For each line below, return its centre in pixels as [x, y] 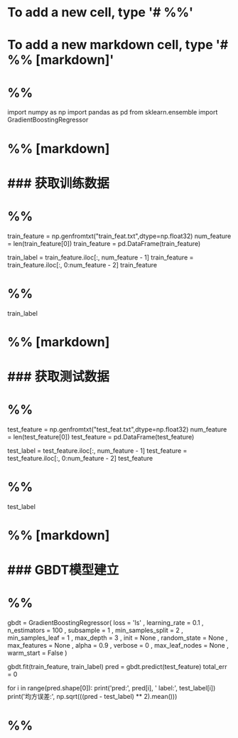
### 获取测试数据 [59, 376]
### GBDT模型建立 [63, 570]
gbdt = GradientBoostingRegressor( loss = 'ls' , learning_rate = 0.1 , [106, 623]
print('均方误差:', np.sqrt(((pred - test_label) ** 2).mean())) [92, 697]
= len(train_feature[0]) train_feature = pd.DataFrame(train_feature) [104, 243]
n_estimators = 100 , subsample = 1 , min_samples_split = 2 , [95, 631]
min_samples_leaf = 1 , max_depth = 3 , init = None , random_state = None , [118, 638]
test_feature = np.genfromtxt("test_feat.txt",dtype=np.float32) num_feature [117, 429]
